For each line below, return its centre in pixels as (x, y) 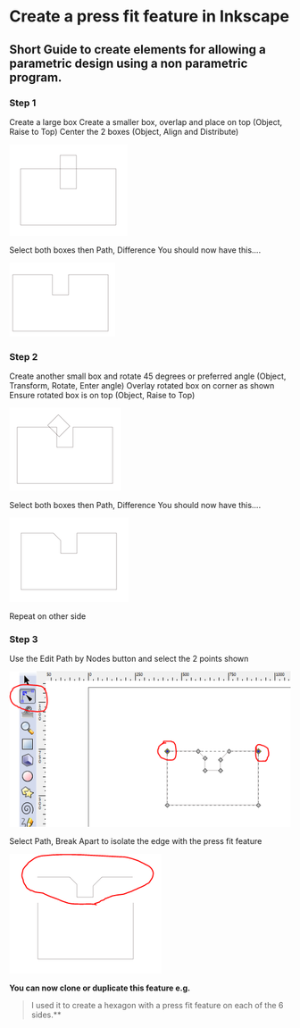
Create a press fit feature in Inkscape (150, 17)
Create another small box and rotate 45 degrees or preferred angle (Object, (148, 376)
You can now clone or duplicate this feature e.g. (100, 988)
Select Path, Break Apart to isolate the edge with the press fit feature (136, 841)
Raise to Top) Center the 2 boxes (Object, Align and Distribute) (124, 131)
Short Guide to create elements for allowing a (137, 50)
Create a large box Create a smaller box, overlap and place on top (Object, (146, 121)
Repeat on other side (48, 616)
